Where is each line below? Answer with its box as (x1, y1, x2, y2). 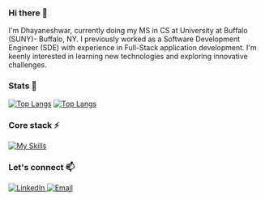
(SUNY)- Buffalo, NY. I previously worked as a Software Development (8, 34, 241, 44)
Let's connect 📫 (8, 161, 75, 172)
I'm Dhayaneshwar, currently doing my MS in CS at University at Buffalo (8, 26, 249, 36)
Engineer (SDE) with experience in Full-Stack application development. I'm (8, 43, 257, 53)
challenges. (8, 60, 47, 70)
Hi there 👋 (8, 7, 49, 19)
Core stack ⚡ (8, 119, 60, 130)
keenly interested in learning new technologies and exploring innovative (8, 52, 249, 62)
